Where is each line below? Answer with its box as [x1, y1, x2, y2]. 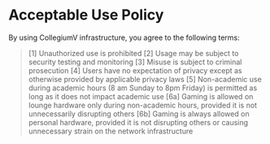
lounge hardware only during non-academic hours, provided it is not [28, 100, 258, 110]
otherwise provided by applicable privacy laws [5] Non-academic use [28, 74, 262, 84]
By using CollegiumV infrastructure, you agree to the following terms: [8, 33, 240, 42]
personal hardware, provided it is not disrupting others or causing [28, 117, 249, 127]
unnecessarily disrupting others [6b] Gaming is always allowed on [28, 108, 250, 119]
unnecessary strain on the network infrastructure [28, 126, 194, 136]
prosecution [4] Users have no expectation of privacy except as [28, 65, 242, 75]
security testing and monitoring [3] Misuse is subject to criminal [28, 57, 242, 67]
